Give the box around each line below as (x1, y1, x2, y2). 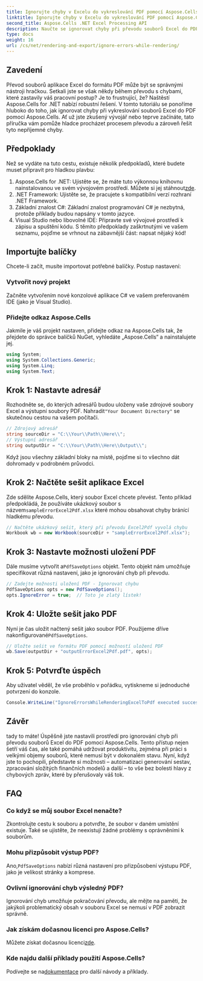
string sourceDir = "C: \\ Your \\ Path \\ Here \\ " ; (6, 431, 126, 437)
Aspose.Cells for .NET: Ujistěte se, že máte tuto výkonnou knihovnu (14, 178, 183, 185)
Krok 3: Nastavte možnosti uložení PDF (6, 547, 156, 557)
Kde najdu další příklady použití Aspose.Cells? (6, 954, 146, 962)
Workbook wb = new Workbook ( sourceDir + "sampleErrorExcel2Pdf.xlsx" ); (6, 530, 190, 536)
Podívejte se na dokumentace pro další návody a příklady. (6, 968, 149, 975)
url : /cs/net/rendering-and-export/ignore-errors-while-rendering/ (6, 43, 180, 49)
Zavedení (6, 65, 43, 76)
